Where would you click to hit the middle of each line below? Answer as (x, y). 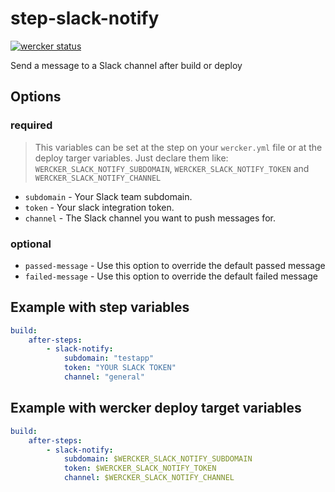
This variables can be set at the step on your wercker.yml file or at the (178, 147)
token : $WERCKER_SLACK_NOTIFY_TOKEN (140, 468)
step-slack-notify (85, 18)
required (31, 125)
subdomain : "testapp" (109, 358)
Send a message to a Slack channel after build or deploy (126, 65)
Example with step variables (100, 307)
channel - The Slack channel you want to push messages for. (150, 218)
